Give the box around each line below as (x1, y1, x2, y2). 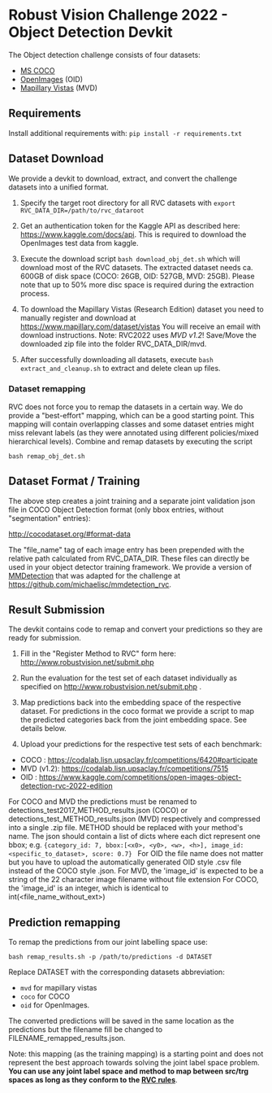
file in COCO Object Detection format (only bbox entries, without (8, 505, 224, 514)
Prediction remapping (8, 916, 121, 929)
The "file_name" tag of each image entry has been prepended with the (8, 544, 245, 554)
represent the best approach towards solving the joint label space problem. (8, 1058, 260, 1068)
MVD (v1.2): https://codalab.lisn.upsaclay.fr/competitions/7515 (19, 763, 229, 774)
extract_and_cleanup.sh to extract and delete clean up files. (19, 363, 221, 373)
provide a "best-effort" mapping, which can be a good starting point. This (8, 410, 255, 420)
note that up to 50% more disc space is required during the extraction (19, 279, 254, 290)
